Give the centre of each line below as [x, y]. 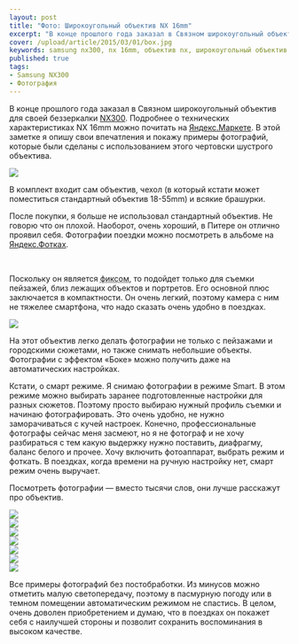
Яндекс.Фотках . [39, 244]
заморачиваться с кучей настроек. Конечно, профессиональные [133, 423]
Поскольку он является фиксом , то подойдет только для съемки [132, 278]
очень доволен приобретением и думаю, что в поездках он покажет [140, 612]
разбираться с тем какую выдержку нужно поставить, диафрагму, [136, 442]
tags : [19, 67]
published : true [39, 58]
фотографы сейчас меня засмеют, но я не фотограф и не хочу [127, 433]
